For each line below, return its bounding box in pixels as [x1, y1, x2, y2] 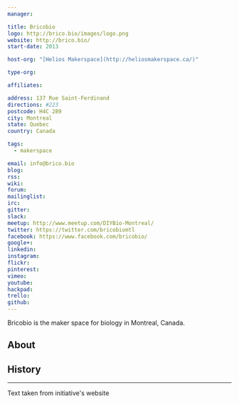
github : [7, 299, 31, 306]
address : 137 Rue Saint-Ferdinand [7, 94, 110, 102]
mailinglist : [7, 193, 46, 200]
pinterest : [7, 266, 40, 273]
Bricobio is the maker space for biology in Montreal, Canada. [7, 318, 185, 327]
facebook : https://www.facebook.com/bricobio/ [7, 233, 148, 240]
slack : [7, 213, 27, 220]
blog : [7, 167, 23, 174]
